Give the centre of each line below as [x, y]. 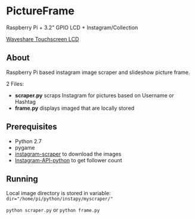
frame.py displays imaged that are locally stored [75, 108]
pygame [25, 147]
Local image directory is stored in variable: [58, 193]
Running [22, 179]
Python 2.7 [28, 141]
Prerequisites [32, 127]
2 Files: [15, 84]
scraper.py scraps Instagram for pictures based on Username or [94, 95]
